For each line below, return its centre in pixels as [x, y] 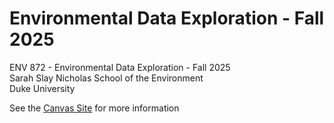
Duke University [42, 88]
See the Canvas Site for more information [94, 108]
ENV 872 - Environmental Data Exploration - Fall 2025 [120, 67]
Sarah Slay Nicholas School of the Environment [106, 78]
